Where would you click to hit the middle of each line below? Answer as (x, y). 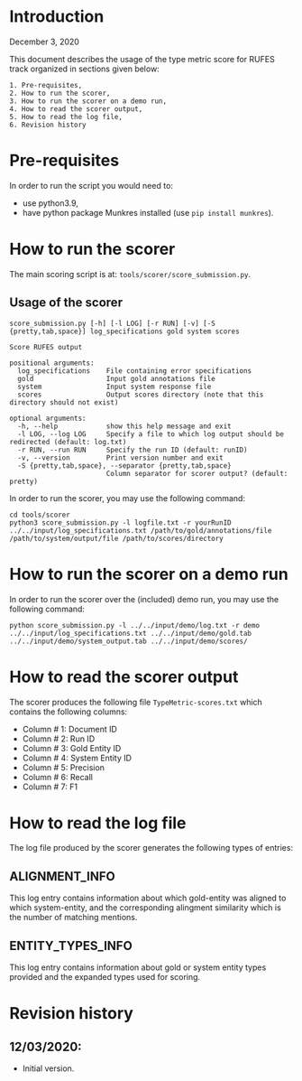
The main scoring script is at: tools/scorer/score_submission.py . (130, 274)
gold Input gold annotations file (117, 378)
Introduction (57, 17)
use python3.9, (50, 203)
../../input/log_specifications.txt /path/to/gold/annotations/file (141, 530)
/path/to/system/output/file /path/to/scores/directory (116, 538)
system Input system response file (114, 387)
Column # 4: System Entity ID (77, 758)
